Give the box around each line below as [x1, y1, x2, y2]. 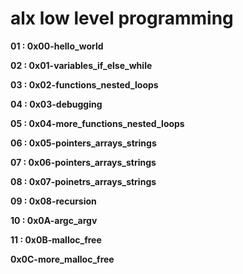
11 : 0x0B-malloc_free [10, 233, 102, 246]
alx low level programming [10, 7, 234, 30]
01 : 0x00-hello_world [10, 40, 104, 52]
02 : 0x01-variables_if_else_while [10, 59, 153, 71]
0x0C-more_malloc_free [10, 253, 115, 265]
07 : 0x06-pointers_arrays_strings [10, 156, 157, 168]
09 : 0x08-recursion [10, 195, 97, 207]
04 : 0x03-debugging [10, 98, 103, 110]
